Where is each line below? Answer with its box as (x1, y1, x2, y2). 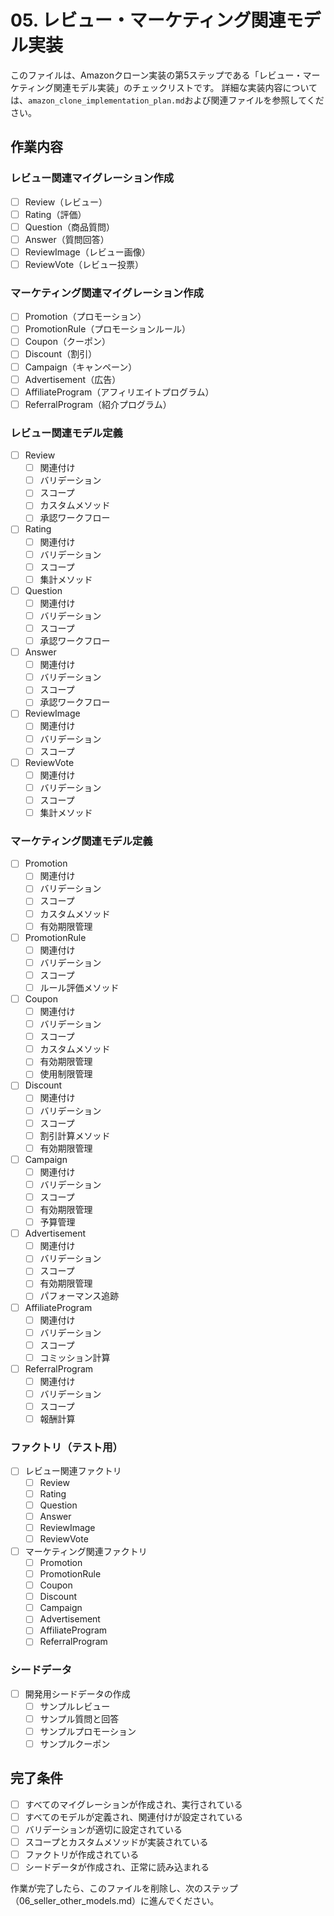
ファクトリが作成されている (24, 1849, 140, 1861)
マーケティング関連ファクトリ (24, 1545, 148, 1557)
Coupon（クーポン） (24, 336, 111, 348)
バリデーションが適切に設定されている (24, 1823, 183, 1835)
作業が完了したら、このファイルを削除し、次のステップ (10, 1882, 238, 1895)
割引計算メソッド (39, 1129, 111, 1141)
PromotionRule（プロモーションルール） (24, 323, 192, 335)
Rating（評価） (24, 208, 87, 220)
